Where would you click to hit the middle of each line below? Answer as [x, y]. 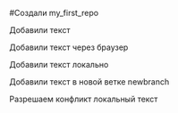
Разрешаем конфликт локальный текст [84, 99]
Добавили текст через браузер [69, 47]
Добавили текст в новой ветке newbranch [89, 82]
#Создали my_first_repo [54, 13]
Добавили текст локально [59, 65]
